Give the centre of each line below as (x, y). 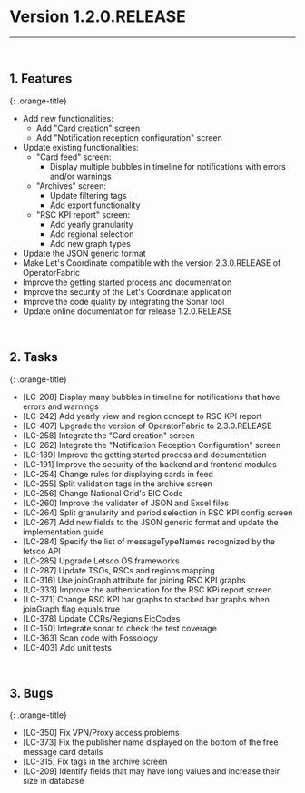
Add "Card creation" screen (88, 128)
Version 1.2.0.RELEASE (98, 17)
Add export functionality (95, 205)
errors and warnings (60, 406)
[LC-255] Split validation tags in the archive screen (118, 484)
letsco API (41, 551)
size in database (53, 781)
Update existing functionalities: (80, 147)
